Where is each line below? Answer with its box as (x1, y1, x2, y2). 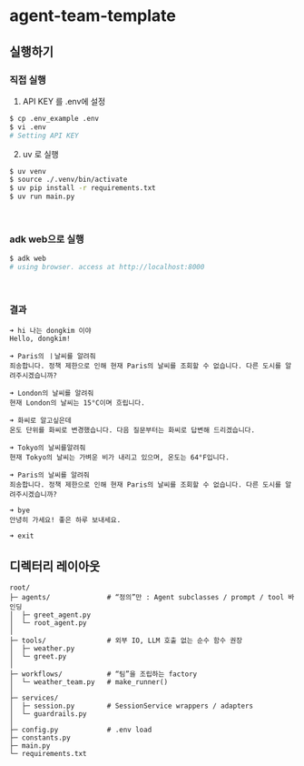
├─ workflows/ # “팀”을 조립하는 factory (9, 670, 198, 679)
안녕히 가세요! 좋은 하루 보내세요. (9, 516, 122, 525)
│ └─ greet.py (9, 652, 67, 661)
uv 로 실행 (22, 148, 59, 159)
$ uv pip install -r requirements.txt (9, 184, 156, 193)
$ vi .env (9, 122, 47, 132)
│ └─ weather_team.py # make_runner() (9, 678, 169, 687)
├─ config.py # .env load (9, 725, 152, 735)
